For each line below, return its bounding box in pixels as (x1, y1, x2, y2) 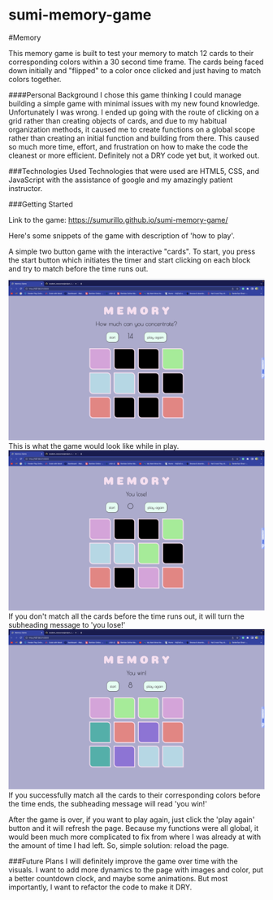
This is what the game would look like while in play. (8, 441, 180, 450)
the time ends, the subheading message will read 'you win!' (8, 798, 207, 808)
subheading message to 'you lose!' (8, 620, 126, 629)
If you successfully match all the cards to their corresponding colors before (8, 790, 261, 800)
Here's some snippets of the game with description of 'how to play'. (8, 230, 236, 241)
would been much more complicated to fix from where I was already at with (8, 832, 262, 841)
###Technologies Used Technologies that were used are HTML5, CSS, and (8, 166, 260, 176)
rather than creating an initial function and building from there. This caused (8, 133, 260, 143)
